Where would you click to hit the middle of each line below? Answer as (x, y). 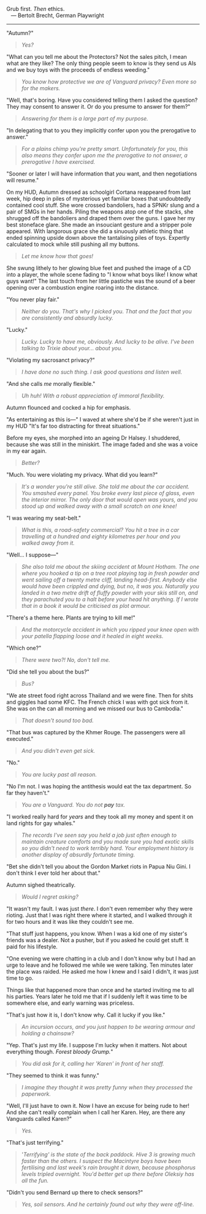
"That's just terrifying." (35, 1143)
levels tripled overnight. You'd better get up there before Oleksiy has (108, 1174)
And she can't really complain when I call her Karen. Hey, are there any (96, 1112)
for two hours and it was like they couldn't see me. (70, 922)
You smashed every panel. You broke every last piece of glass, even (108, 493)
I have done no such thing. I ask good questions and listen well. (102, 372)
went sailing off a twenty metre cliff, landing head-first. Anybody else (109, 580)
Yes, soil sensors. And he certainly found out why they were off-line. (108, 1204)
